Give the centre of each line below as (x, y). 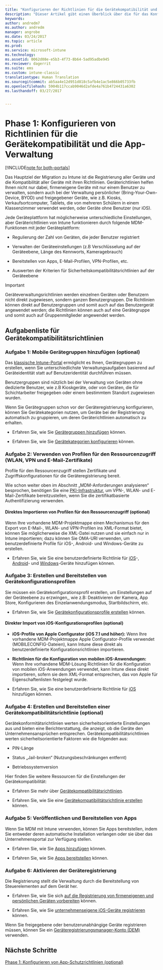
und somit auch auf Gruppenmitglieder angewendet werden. (65, 315)
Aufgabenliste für (32, 331)
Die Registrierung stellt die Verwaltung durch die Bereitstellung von (72, 881)
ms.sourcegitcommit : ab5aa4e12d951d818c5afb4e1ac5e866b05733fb (70, 82)
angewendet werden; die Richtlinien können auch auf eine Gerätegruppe (78, 310)
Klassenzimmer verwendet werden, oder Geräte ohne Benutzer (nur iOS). (78, 208)
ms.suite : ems (19, 68)
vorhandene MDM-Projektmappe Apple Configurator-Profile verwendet (83, 639)
